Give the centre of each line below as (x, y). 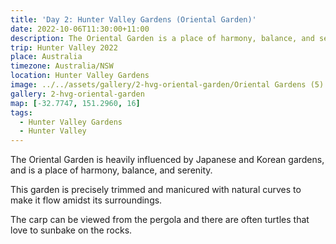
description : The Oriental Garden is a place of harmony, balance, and (162, 38)
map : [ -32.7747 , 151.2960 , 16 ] (75, 103)
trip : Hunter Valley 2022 (64, 47)
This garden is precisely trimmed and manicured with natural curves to (156, 190)
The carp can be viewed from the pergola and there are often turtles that (160, 220)
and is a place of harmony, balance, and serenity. (111, 170)
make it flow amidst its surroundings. (86, 200)
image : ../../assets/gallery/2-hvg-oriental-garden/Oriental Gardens (158, 85)
